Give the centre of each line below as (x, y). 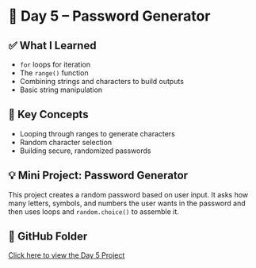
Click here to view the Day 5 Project (67, 255)
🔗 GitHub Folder (48, 237)
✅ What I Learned (52, 46)
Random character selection (66, 142)
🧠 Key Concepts (48, 115)
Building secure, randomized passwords (85, 151)
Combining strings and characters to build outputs (102, 81)
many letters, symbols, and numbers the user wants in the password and (127, 203)
